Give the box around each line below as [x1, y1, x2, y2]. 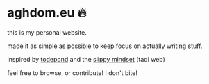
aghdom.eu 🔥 [7, 5, 87, 21]
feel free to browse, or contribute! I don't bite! [7, 68, 137, 77]
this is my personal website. [7, 28, 87, 36]
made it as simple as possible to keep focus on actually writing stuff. [7, 42, 203, 50]
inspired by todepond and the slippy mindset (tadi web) [7, 55, 165, 63]
